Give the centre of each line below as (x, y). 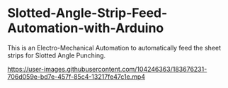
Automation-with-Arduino (86, 28)
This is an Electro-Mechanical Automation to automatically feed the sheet (114, 48)
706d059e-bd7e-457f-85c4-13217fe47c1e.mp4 (76, 77)
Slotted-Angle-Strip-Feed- (87, 13)
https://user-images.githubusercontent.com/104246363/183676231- (107, 69)
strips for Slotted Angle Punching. (57, 55)
